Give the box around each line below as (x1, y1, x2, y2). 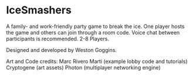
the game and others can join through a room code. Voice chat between (6, 29, 180, 36)
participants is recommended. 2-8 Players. (6, 35, 110, 42)
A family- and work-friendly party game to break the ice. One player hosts (6, 23, 185, 30)
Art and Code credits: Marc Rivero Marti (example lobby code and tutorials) (6, 58, 188, 65)
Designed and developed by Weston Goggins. (6, 46, 117, 53)
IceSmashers (6, 3, 72, 17)
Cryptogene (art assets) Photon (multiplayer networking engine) (6, 64, 161, 71)
